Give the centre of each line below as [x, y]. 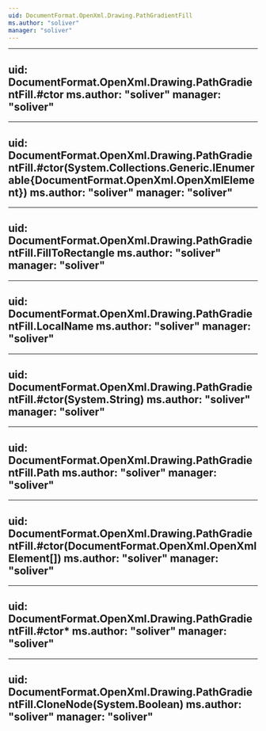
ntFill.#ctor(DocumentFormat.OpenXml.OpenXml [133, 546]
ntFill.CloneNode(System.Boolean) [96, 704]
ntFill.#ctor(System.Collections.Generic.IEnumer [131, 168]
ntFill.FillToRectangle [61, 253]
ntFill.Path [34, 472]
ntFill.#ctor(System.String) [76, 400]
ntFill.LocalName [51, 327]
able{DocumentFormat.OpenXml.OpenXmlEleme [131, 180]
